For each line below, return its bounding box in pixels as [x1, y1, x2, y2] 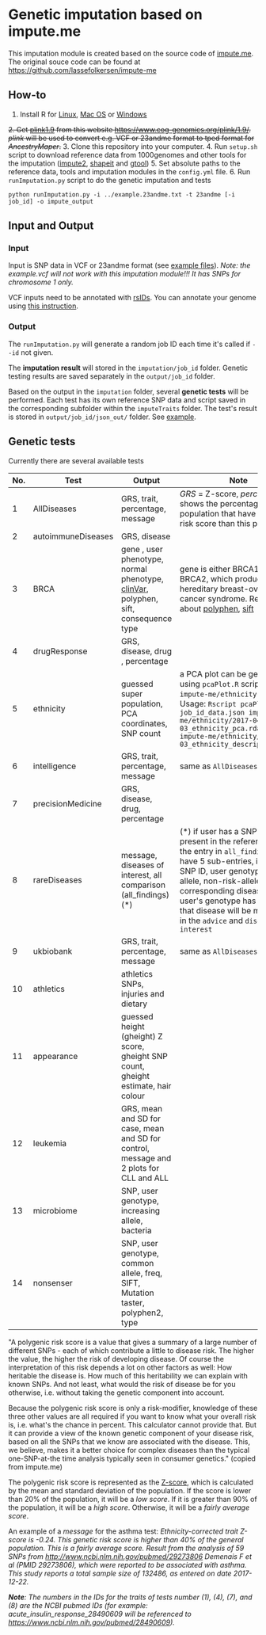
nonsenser [32, 1277, 73, 1288]
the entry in [179, 845, 222, 856]
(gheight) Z [121, 1031, 163, 1042]
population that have [179, 508, 256, 519]
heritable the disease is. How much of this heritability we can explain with [8, 1370, 248, 1380]
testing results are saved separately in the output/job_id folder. [8, 371, 215, 381]
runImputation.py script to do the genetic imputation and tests [8, 175, 211, 185]
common [121, 1257, 154, 1268]
